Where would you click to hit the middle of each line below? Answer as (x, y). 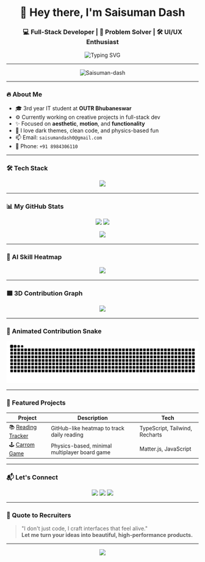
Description (92, 418)
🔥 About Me (24, 94)
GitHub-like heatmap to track (88, 428)
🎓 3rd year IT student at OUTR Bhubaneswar (73, 108)
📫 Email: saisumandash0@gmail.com (59, 137)
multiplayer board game (81, 452)
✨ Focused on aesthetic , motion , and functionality (80, 123)
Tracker (19, 436)
